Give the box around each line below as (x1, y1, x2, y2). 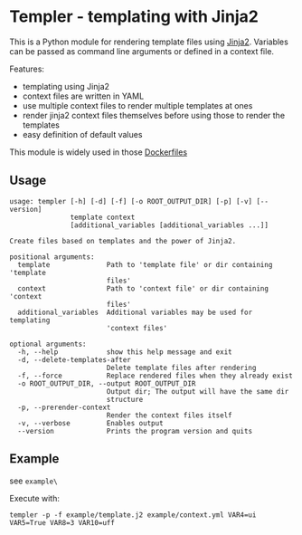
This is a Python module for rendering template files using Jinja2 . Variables (9, 36, 289, 47)
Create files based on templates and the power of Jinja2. (9, 236, 237, 245)
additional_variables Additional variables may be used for (17, 308, 253, 317)
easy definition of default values (22, 129, 143, 139)
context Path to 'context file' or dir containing (17, 283, 269, 293)
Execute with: (9, 492, 61, 503)
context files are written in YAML (22, 91, 145, 101)
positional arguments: (9, 252, 95, 262)
